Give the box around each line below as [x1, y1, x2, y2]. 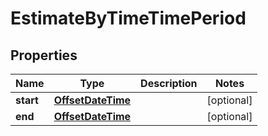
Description [140, 77, 198, 90]
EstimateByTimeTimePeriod [10, 7, 247, 30]
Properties [10, 47, 78, 64]
